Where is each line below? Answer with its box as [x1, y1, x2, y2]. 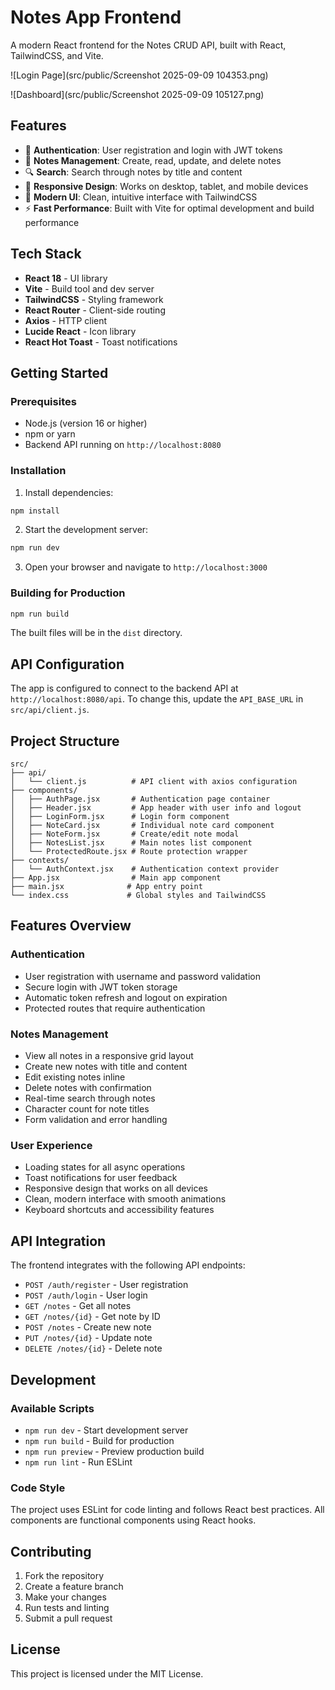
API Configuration [10, 656, 125, 673]
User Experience [10, 1139, 93, 1152]
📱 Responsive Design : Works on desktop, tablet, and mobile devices [24, 180, 309, 192]
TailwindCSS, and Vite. [10, 49, 104, 61]
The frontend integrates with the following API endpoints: [10, 1259, 246, 1271]
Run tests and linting [24, 1601, 110, 1613]
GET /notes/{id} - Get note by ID [24, 1311, 161, 1323]
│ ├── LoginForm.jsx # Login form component [10, 812, 230, 822]
